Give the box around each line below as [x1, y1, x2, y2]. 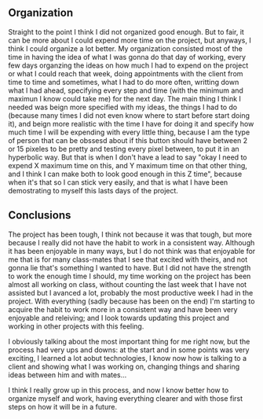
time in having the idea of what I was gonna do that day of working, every [8, 52, 246, 61]
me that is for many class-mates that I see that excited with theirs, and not [8, 255, 248, 264]
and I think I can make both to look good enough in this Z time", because [8, 169, 243, 178]
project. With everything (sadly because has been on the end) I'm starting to [8, 296, 255, 306]
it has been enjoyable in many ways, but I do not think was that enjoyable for [8, 246, 256, 255]
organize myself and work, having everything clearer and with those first [8, 393, 243, 403]
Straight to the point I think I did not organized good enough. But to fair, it [8, 27, 245, 36]
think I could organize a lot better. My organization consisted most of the [8, 43, 243, 53]
